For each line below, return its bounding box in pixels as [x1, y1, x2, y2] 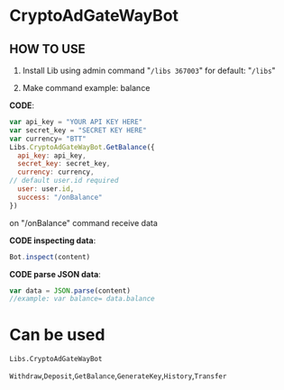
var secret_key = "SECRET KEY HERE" [9, 125, 147, 135]
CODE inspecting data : [9, 235, 96, 246]
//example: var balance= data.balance [9, 295, 155, 304]
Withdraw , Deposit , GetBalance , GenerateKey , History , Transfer [9, 370, 227, 381]
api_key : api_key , [17, 150, 87, 160]
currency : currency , [17, 168, 95, 177]
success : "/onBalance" [17, 193, 103, 202]
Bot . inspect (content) [9, 252, 91, 261]
